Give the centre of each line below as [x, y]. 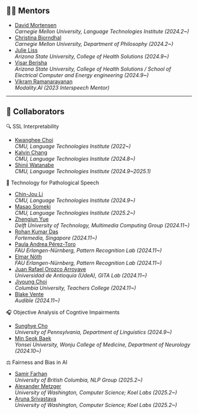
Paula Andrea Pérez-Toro [45, 244]
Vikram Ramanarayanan [43, 81]
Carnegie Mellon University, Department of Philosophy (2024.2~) [94, 44]
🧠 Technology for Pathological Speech [53, 183]
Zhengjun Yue [32, 219]
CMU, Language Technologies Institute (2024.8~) [75, 158]
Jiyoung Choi [31, 281]
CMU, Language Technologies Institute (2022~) [73, 146]
